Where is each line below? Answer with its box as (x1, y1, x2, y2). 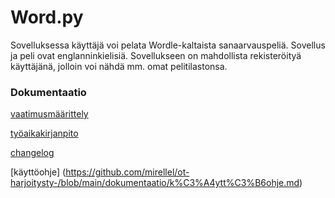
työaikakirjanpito (10, 127, 79, 140)
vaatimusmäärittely (10, 108, 89, 120)
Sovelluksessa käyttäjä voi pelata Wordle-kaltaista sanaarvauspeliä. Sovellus (10, 39, 326, 51)
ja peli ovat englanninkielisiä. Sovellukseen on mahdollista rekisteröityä (10, 49, 302, 61)
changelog (10, 147, 55, 159)
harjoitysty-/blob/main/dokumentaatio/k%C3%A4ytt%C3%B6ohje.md (10, 177, 300, 189)
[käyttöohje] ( (10, 166, 67, 178)
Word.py (10, 6, 84, 29)
